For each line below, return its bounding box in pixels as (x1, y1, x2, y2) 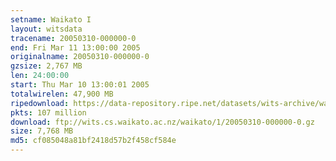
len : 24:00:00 (10, 71, 70, 81)
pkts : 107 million (10, 107, 87, 118)
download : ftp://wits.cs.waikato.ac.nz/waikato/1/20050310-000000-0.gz (10, 117, 315, 127)
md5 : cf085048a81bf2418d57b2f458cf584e (10, 136, 177, 146)
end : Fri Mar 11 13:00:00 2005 (10, 42, 141, 53)
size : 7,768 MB (10, 126, 74, 136)
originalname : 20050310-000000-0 (10, 52, 150, 62)
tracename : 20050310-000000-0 (10, 33, 137, 43)
